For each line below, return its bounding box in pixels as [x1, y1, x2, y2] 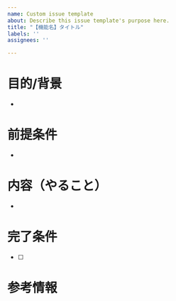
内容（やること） [7, 178, 108, 194]
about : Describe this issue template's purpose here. [7, 17, 170, 24]
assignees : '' [7, 37, 50, 44]
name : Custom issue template [7, 10, 94, 18]
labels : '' [7, 30, 40, 38]
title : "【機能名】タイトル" [7, 23, 84, 31]
